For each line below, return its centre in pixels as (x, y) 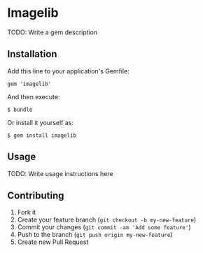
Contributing (36, 195)
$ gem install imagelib (42, 135)
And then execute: (34, 96)
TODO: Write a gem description (52, 32)
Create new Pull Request (53, 242)
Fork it (27, 212)
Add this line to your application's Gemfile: (68, 71)
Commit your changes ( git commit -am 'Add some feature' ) (104, 227)
